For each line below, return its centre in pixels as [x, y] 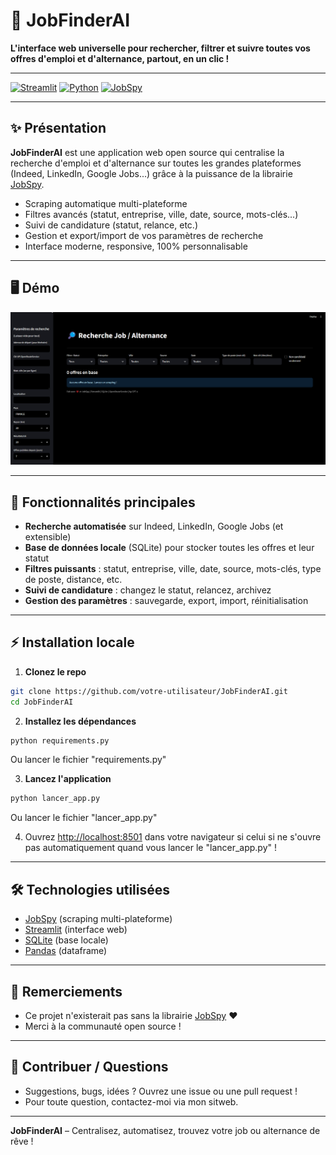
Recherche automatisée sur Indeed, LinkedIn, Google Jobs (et [154, 526]
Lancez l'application [68, 779]
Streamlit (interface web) [76, 930]
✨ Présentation [58, 128]
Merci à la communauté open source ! [103, 1026]
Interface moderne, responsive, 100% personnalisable [136, 246]
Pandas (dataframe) [66, 951]
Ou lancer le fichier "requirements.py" [88, 760]
